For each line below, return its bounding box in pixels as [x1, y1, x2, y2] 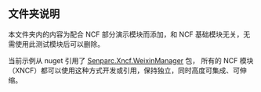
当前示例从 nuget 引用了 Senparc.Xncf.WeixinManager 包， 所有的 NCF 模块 [8, 55, 254, 65]
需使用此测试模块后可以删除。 [8, 39, 104, 48]
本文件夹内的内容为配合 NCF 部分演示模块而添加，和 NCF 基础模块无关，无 [8, 30, 251, 39]
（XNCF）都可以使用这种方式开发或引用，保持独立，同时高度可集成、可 [8, 65, 241, 75]
